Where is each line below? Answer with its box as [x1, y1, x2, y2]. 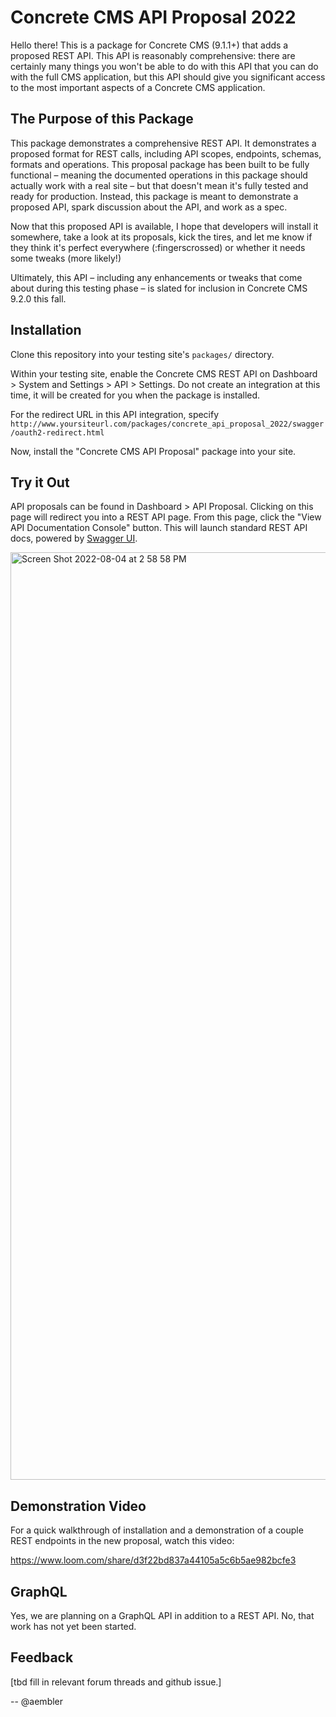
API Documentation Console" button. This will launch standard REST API [10, 522, 308, 534]
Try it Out [10, 474, 70, 491]
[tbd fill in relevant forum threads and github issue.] [10, 1676, 222, 1688]
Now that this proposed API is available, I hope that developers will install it [10, 220, 319, 232]
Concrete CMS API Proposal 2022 [10, 6, 297, 29]
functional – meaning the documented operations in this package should [10, 169, 308, 181]
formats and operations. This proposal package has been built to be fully [10, 158, 310, 170]
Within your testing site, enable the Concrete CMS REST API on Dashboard [10, 367, 318, 380]
